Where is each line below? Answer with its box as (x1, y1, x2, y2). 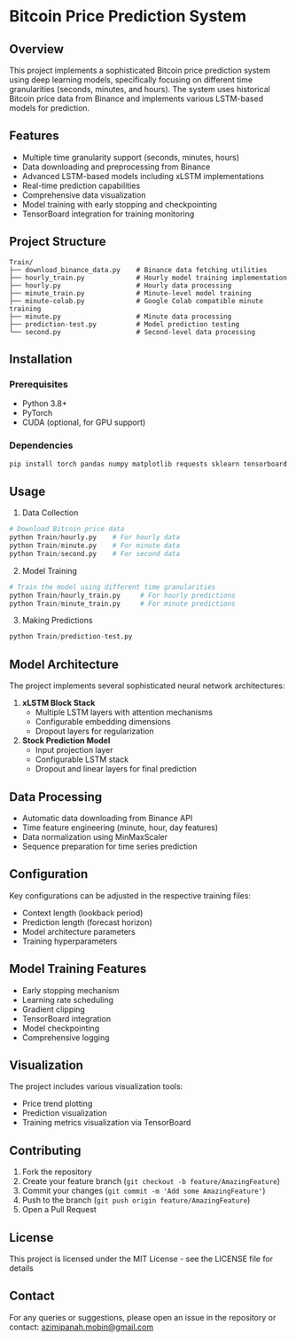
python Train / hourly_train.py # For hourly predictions (9, 591, 237, 600)
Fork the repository (21, 1166, 93, 1177)
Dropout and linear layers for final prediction (35, 764, 198, 774)
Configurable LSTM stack (35, 754, 129, 765)
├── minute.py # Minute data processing (9, 312, 232, 321)
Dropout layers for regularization (35, 725, 155, 737)
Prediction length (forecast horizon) (21, 916, 152, 928)
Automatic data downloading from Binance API (21, 812, 193, 823)
